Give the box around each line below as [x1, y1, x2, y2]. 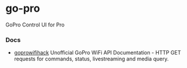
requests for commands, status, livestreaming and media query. [14, 55, 169, 63]
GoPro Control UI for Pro [5, 21, 65, 28]
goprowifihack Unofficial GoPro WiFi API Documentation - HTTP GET [14, 49, 182, 56]
